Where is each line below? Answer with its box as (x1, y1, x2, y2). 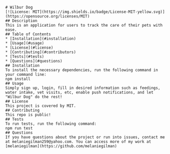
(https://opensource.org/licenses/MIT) (5, 14, 90, 19)
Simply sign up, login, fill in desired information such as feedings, (5, 85, 160, 91)
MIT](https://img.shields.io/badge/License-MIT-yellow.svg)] (32, 9, 165, 14)
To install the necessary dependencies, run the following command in (5, 68, 158, 73)
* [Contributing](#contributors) (5, 50, 76, 55)
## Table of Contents (5, 32, 51, 37)
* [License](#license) (5, 45, 53, 50)
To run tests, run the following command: (5, 121, 97, 126)
